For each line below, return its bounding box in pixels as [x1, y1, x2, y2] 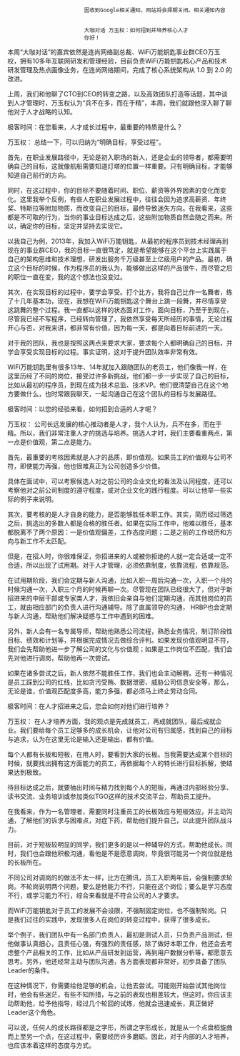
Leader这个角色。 [7, 1008, 60, 1016]
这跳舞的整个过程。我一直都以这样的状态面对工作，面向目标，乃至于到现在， [7, 306, 233, 314]
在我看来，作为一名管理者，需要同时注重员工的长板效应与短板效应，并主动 [7, 808, 226, 815]
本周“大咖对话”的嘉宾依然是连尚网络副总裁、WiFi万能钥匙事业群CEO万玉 [7, 48, 221, 56]
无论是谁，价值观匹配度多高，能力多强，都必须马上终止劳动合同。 [7, 687, 201, 695]
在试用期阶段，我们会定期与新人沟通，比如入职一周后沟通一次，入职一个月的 [7, 576, 233, 584]
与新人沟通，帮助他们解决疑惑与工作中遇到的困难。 [7, 612, 158, 620]
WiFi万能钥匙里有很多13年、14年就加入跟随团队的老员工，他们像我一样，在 [7, 363, 227, 371]
